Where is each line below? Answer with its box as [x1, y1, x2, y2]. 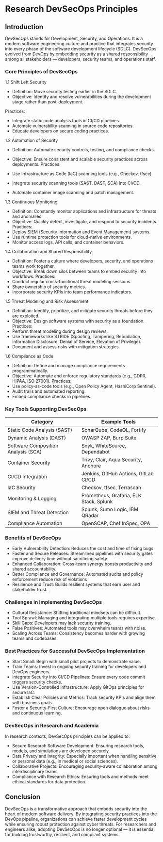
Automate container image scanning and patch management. [12, 190, 134, 195]
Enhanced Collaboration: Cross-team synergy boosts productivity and [12, 561, 152, 567]
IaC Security [7, 484, 36, 491]
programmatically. [12, 368, 49, 374]
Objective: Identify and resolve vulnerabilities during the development [12, 94, 151, 100]
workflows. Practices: [12, 274, 56, 279]
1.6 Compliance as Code [5, 353, 54, 359]
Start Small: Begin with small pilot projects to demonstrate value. [12, 659, 141, 664]
